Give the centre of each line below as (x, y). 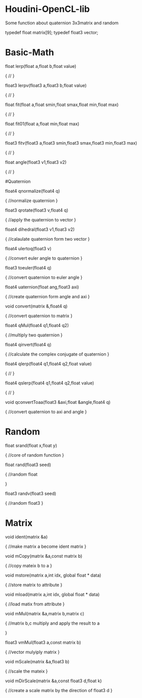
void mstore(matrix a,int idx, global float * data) (53, 575)
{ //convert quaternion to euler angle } (44, 277)
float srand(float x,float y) (31, 445)
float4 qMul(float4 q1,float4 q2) (37, 325)
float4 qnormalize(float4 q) (33, 191)
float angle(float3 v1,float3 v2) (36, 162)
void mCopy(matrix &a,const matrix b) (44, 556)
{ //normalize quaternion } (31, 200)
